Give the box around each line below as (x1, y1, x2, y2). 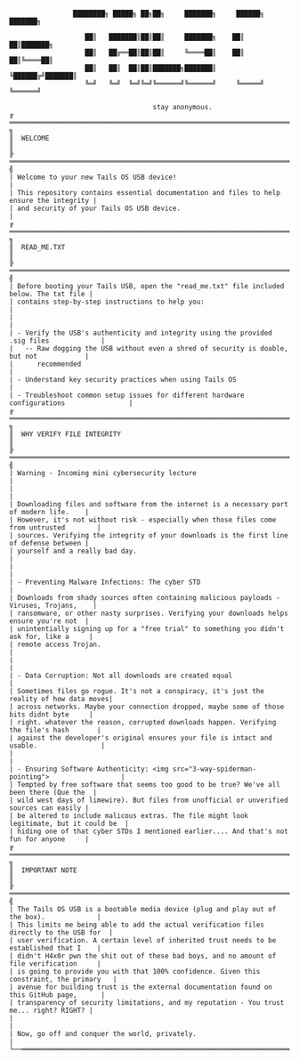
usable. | (9, 741, 105, 750)
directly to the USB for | (9, 928, 114, 937)
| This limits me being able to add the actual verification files (9, 920, 265, 929)
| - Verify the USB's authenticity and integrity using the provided (9, 328, 273, 337)
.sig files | (9, 336, 105, 345)
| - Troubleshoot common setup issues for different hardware (9, 391, 245, 400)
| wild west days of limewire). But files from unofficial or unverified (9, 796, 289, 805)
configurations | (9, 399, 133, 408)
